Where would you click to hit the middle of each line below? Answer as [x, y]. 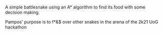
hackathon [16, 27]
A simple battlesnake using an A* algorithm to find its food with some [75, 7]
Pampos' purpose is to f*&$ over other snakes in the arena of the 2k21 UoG [82, 22]
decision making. [22, 12]
